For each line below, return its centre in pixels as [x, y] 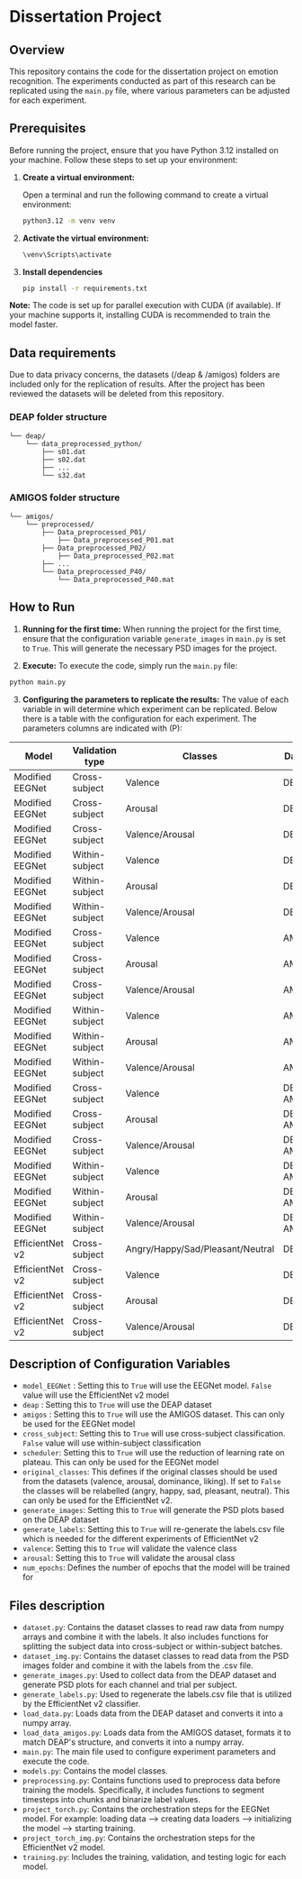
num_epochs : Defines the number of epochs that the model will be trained [156, 1568]
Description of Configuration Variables [120, 1364]
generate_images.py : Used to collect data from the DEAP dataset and [149, 1675]
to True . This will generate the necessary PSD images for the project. [150, 648]
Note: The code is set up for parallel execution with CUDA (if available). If [145, 306]
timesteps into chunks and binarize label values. [111, 1800]
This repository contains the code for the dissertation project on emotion [144, 71]
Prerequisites [48, 128]
